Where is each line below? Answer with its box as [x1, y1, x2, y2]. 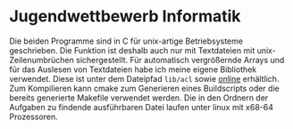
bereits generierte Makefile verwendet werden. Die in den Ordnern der [9, 92, 269, 103]
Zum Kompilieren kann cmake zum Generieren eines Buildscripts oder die [9, 83, 280, 93]
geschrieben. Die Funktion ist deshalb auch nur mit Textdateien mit [9, 44, 255, 55]
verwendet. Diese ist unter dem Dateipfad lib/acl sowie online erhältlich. [9, 73, 280, 84]
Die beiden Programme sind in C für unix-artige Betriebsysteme [9, 36, 244, 46]
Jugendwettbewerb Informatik [9, 6, 241, 27]
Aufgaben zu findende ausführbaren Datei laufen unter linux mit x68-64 [9, 101, 274, 112]
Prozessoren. [9, 111, 58, 122]
